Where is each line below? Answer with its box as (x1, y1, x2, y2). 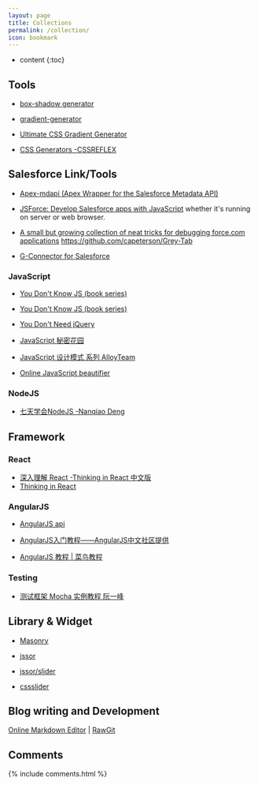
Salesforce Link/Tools (8, 167, 118, 181)
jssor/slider (19, 666, 57, 675)
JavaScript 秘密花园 (19, 336, 84, 346)
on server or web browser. (19, 212, 106, 222)
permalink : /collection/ (8, 26, 90, 34)
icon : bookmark (8, 33, 58, 42)
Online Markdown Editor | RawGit (8, 725, 116, 735)
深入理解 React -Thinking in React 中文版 (19, 473, 152, 482)
